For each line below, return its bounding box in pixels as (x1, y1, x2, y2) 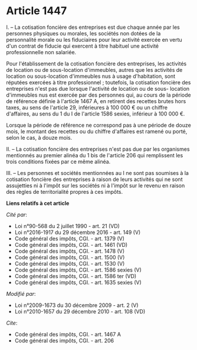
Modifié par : (6, 290, 37, 297)
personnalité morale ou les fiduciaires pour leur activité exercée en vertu (6, 36, 183, 43)
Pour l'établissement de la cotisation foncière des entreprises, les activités (6, 60, 187, 67)
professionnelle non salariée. (6, 48, 77, 55)
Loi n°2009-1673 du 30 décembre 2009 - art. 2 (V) (14, 302, 139, 309)
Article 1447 (6, 4, 67, 18)
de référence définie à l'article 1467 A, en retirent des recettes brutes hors (6, 97, 186, 104)
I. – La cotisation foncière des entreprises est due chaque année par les (6, 24, 180, 31)
